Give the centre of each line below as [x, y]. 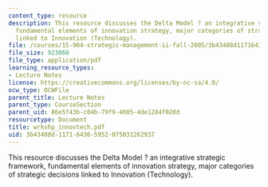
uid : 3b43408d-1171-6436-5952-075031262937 [82, 134]
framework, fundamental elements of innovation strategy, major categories [131, 165]
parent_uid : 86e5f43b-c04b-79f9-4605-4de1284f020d [94, 113]
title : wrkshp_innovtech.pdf [57, 127]
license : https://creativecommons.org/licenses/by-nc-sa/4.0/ [114, 82]
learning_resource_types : [51, 68]
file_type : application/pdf [55, 61]
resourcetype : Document [48, 120]
